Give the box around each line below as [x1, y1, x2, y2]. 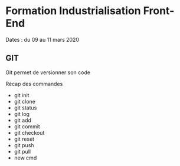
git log [14, 110, 30, 117]
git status [14, 104, 37, 111]
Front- [143, 4, 175, 18]
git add [14, 117, 32, 124]
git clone [14, 98, 36, 105]
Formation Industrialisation [5, 4, 141, 18]
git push [14, 141, 34, 148]
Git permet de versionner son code [5, 69, 91, 76]
